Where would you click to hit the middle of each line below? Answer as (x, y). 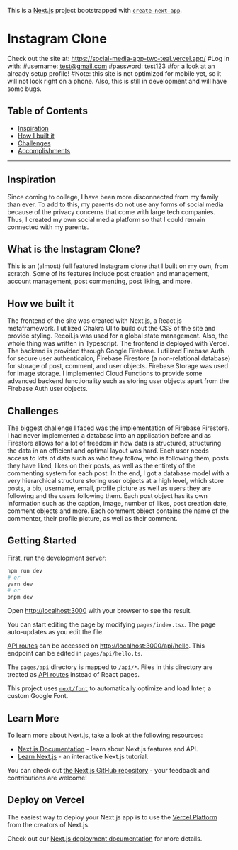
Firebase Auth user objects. (48, 389)
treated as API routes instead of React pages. (73, 675)
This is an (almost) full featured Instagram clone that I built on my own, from (118, 266)
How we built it (41, 303)
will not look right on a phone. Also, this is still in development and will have (117, 81)
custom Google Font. (38, 696)
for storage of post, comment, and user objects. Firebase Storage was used (118, 366)
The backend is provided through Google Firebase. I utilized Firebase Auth (116, 351)
